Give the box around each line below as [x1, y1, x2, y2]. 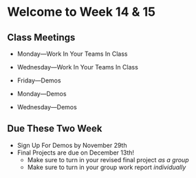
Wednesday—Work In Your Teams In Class [17, 63, 139, 71]
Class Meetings [7, 32, 76, 43]
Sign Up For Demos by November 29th [17, 141, 127, 149]
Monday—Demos [17, 90, 67, 98]
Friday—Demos [17, 76, 61, 85]
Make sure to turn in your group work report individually [27, 163, 186, 171]
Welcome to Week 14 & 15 [7, 4, 156, 20]
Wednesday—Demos [17, 103, 77, 111]
